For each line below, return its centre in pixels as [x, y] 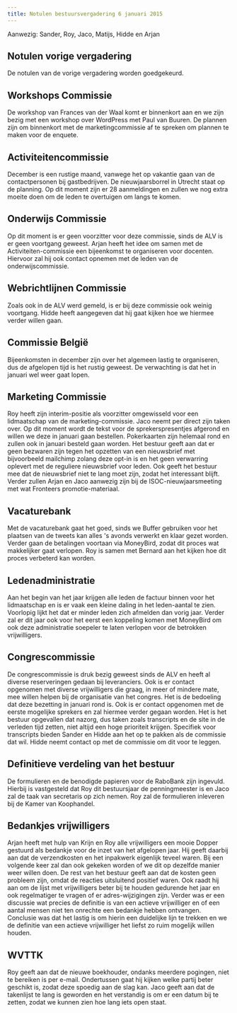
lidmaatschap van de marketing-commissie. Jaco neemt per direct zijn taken [119, 421]
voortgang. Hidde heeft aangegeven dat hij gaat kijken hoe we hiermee [111, 312]
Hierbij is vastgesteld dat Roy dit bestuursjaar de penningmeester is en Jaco [118, 788]
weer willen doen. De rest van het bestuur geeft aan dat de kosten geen [112, 873]
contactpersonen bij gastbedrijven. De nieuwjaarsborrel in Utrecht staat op [116, 182]
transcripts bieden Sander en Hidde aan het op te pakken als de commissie [117, 734]
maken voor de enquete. [43, 135]
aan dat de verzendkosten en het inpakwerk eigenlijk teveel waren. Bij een [115, 858]
